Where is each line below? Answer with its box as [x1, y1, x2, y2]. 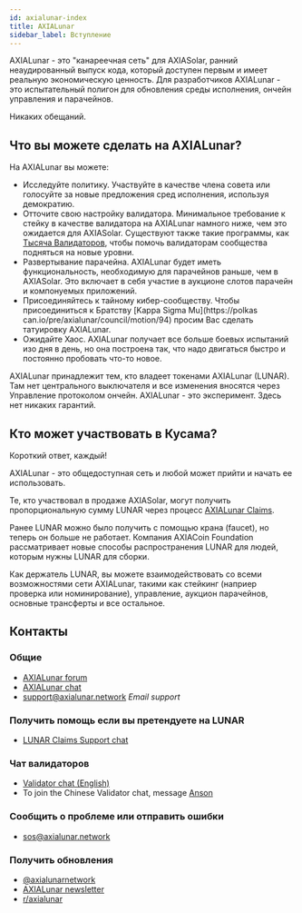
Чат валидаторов [9, 757, 90, 769]
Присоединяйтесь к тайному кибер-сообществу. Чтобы [22, 295, 240, 306]
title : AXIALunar [9, 22, 75, 31]
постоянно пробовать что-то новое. [22, 353, 162, 364]
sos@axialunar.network [22, 830, 111, 841]
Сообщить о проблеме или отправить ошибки [9, 810, 224, 823]
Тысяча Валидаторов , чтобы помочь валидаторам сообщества [22, 237, 268, 248]
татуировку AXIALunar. [22, 324, 112, 335]
